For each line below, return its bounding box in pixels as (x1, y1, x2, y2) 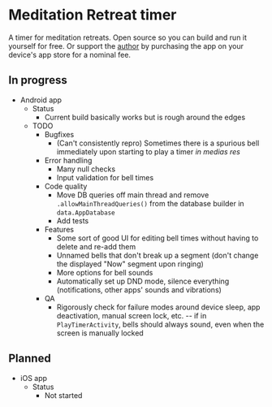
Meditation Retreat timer (8, 6, 177, 24)
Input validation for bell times (56, 172, 154, 182)
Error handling (44, 155, 93, 165)
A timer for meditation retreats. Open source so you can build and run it (8, 32, 248, 42)
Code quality (44, 181, 88, 191)
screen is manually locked (56, 327, 144, 338)
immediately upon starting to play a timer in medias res (56, 146, 241, 156)
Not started (44, 390, 83, 400)
